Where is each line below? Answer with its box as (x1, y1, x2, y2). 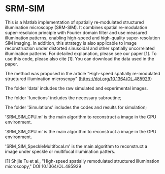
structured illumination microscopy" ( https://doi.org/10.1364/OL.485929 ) (5, 76, 152, 82)
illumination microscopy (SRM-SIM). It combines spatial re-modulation (5, 24, 148, 30)
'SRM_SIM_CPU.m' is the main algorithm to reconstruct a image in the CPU (5, 114, 157, 119)
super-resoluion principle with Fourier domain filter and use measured (5, 29, 147, 35)
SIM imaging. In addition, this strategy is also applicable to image (5, 40, 137, 46)
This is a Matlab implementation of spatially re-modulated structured (5, 19, 144, 25)
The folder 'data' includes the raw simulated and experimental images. (5, 85, 148, 91)
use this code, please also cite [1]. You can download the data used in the (5, 56, 154, 61)
